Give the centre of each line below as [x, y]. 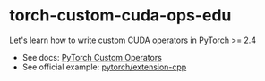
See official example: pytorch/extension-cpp [104, 67]
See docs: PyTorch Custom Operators [92, 57]
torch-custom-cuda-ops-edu [120, 16]
